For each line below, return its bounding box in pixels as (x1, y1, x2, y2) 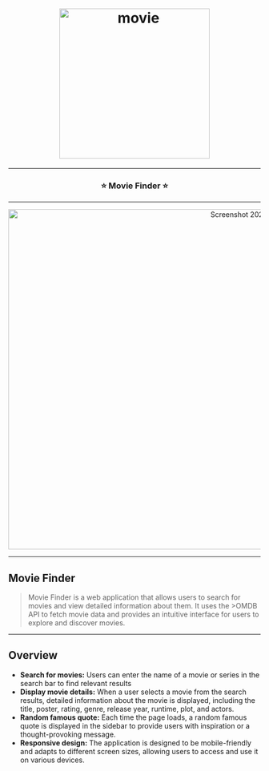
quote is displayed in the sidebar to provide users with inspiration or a (19, 721, 251, 730)
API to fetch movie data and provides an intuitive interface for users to (27, 609, 259, 620)
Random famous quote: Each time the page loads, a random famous (19, 713, 247, 722)
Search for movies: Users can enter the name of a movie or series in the (19, 669, 260, 680)
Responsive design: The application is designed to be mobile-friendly (19, 737, 252, 748)
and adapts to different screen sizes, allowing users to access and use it (19, 746, 259, 756)
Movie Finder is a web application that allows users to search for (27, 592, 241, 602)
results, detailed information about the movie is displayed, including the (19, 695, 256, 705)
